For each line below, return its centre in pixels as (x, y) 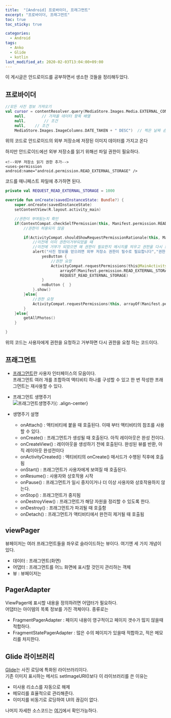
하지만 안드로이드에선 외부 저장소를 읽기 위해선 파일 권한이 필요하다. (73, 151)
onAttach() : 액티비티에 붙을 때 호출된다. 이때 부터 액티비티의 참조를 (88, 425)
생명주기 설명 (26, 414)
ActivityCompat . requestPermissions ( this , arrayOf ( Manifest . (97, 304)
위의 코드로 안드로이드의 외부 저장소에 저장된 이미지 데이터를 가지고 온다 (77, 141)
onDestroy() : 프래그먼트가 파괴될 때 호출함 (63, 507)
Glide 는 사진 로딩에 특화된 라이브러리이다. (47, 670)
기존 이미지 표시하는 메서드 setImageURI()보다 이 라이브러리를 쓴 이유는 (77, 676)
